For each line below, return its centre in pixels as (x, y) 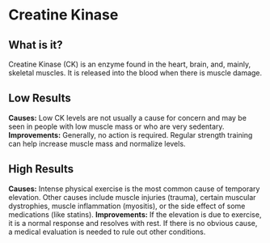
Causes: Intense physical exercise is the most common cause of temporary (134, 189)
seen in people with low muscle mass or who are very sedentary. (116, 126)
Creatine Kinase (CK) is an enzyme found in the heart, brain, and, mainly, (130, 64)
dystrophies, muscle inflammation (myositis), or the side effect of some (127, 206)
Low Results (40, 98)
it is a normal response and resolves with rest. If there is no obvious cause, (133, 223)
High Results (41, 169)
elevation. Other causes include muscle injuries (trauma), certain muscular (132, 197)
